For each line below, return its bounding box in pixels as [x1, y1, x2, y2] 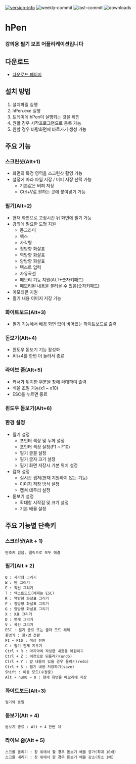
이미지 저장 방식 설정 [19, 481, 60, 487]
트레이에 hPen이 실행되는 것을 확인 [12, 114, 80, 120]
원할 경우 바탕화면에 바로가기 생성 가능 [12, 126, 87, 132]
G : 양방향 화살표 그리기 [5, 607, 49, 611]
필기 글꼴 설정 [19, 450, 46, 456]
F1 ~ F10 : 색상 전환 [5, 638, 45, 643]
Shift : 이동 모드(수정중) [5, 669, 53, 674]
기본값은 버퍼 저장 [19, 183, 54, 189]
